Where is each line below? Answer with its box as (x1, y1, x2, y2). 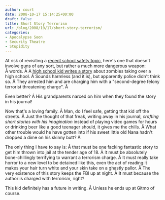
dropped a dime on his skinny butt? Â (5, 134, 81, 140)
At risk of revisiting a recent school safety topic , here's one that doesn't (5, 57, 150, 63)
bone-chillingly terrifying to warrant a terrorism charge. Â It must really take (5, 154, 159, 160)
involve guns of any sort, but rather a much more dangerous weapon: (5, 63, 146, 69)
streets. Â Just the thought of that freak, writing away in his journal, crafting (5, 113, 159, 119)
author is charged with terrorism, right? (5, 175, 85, 181)
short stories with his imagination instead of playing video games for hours (5, 119, 157, 124)
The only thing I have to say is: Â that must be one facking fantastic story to (5, 144, 159, 150)
